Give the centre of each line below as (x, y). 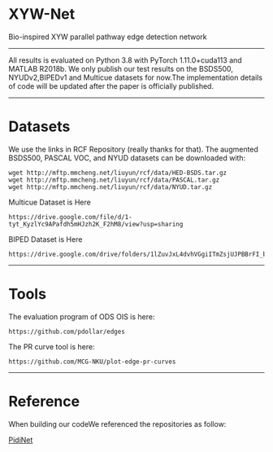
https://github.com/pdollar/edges (67, 331)
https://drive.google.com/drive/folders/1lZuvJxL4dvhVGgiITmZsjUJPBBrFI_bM (139, 254)
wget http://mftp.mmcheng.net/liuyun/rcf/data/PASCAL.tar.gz (114, 180)
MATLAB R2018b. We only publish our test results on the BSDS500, (121, 68)
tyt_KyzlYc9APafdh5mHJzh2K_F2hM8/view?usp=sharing (96, 224)
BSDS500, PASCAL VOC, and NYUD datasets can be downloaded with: (127, 158)
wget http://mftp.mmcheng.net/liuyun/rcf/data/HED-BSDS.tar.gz (118, 173)
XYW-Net (42, 14)
